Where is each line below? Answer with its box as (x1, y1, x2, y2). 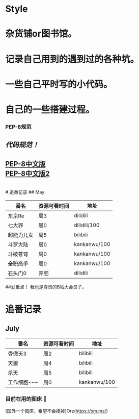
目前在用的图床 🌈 (5, 395, 47, 402)
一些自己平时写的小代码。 (5, 79, 113, 90)
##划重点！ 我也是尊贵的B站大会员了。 (5, 284, 87, 290)
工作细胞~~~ (8, 379, 39, 386)
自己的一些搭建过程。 (5, 104, 95, 115)
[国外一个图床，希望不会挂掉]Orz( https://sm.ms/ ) (5, 408, 108, 414)
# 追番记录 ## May (5, 189, 45, 195)
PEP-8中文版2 (5, 169, 50, 178)
